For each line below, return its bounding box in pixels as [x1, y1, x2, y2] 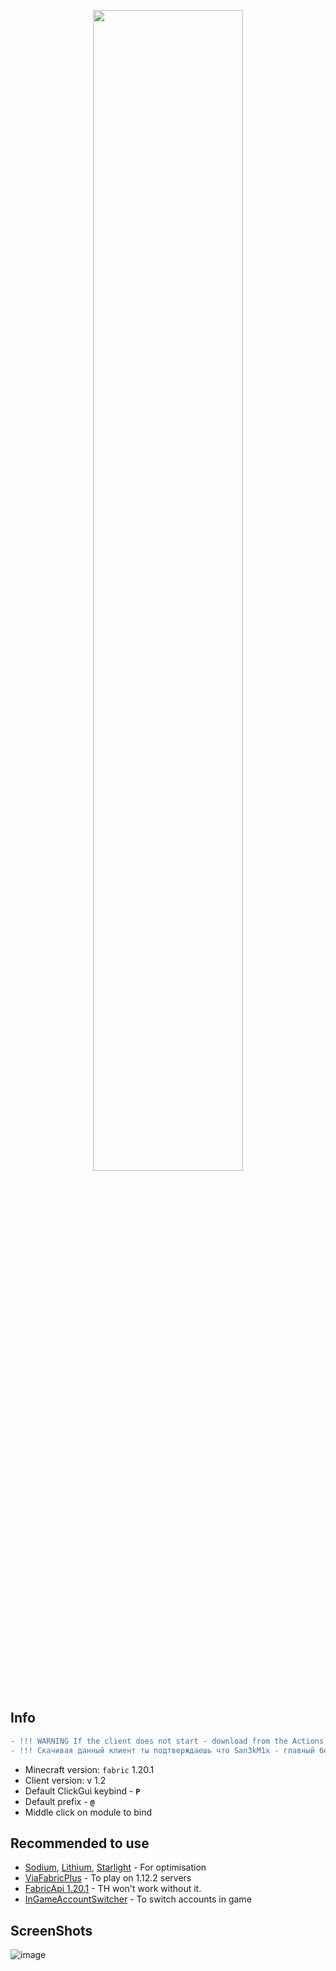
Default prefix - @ [24, 1795, 95, 1807]
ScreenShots [10, 1922, 93, 1939]
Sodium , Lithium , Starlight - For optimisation [24, 1861, 207, 1874]
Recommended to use [10, 1835, 150, 1852]
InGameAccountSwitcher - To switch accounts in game [24, 1893, 252, 1905]
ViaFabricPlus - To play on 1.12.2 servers [24, 1872, 192, 1884]
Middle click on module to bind [24, 1806, 153, 1818]
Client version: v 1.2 [24, 1774, 107, 1786]
